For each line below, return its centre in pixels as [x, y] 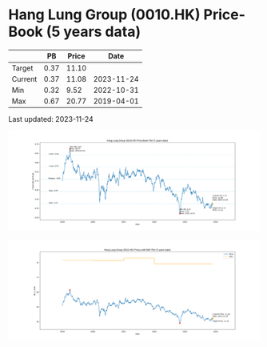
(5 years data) [94, 32]
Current [24, 79]
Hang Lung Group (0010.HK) [104, 15]
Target [22, 68]
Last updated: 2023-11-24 [51, 119]
